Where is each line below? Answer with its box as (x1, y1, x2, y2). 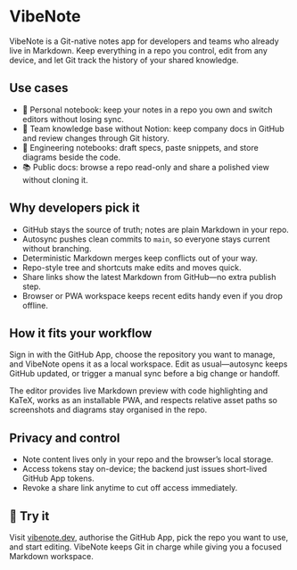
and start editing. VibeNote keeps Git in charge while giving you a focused (9, 541, 283, 552)
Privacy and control (9, 430, 120, 445)
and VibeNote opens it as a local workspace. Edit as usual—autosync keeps (9, 359, 288, 369)
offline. (21, 300, 49, 310)
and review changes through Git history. (21, 132, 169, 144)
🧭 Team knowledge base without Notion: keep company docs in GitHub (21, 123, 285, 134)
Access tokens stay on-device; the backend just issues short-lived (21, 464, 268, 475)
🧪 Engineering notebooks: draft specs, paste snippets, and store (21, 142, 259, 153)
